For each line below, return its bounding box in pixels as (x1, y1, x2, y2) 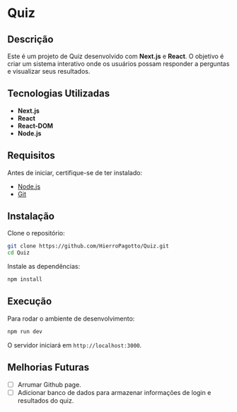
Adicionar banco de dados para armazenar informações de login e (17, 388, 212, 396)
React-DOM (17, 121, 54, 130)
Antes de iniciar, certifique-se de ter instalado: (7, 168, 143, 177)
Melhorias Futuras (7, 362, 90, 374)
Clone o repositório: (7, 229, 65, 238)
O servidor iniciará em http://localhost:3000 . (7, 340, 142, 349)
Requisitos (7, 150, 55, 162)
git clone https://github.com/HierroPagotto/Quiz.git (7, 243, 170, 250)
